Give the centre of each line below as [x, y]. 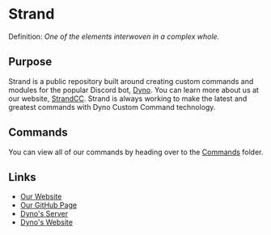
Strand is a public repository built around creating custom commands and [131, 81]
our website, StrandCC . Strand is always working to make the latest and [128, 99]
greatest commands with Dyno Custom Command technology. [112, 107]
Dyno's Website [46, 222]
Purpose [30, 62]
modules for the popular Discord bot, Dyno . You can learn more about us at [133, 90]
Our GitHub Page [49, 205]
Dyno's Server [44, 214]
